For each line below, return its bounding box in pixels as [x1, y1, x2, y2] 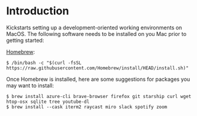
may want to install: [6, 82, 54, 89]
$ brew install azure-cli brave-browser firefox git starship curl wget [6, 93, 192, 99]
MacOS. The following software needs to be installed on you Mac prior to [6, 30, 187, 37]
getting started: [6, 36, 44, 44]
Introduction [6, 4, 69, 18]
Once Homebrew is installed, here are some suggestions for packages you [6, 75, 190, 83]
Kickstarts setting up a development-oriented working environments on [6, 24, 183, 31]
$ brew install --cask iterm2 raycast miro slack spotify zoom [6, 103, 168, 110]
